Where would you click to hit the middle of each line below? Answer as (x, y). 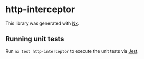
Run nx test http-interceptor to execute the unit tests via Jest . (72, 51)
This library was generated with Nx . (42, 23)
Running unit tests (35, 39)
